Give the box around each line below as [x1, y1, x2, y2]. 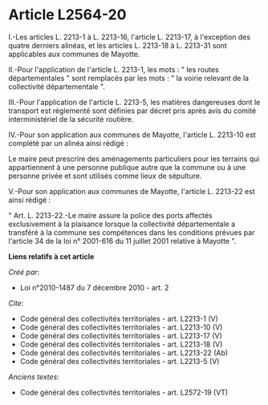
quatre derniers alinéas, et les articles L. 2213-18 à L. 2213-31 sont [8, 40, 227, 50]
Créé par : [8, 267, 40, 277]
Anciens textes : [8, 371, 60, 382]
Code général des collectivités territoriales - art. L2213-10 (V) [19, 322, 223, 332]
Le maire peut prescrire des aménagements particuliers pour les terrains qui [8, 154, 260, 164]
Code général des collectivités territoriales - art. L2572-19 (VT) [19, 387, 229, 397]
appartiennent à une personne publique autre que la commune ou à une [8, 162, 246, 172]
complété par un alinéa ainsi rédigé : [8, 138, 128, 148]
